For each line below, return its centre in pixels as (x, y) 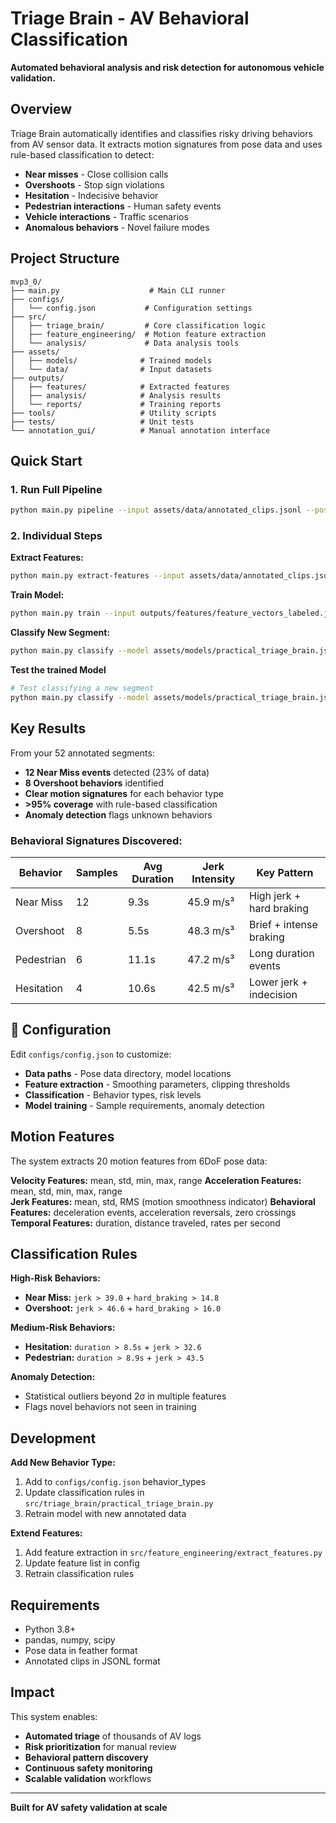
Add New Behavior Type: (63, 1463)
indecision (273, 994)
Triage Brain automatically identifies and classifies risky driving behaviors (161, 133)
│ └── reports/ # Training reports (116, 404)
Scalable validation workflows (88, 1778)
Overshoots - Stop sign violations (94, 184)
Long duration (282, 953)
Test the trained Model (58, 670)
